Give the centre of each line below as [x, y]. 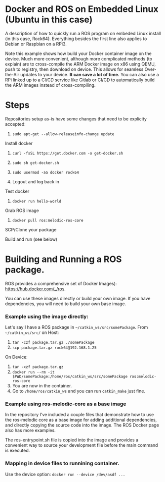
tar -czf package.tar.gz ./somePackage [53, 343]
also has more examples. [30, 430]
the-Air [12, 74]
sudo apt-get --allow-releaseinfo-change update [63, 134]
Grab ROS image [22, 210]
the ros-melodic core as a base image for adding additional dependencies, [81, 420]
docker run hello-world [37, 201]
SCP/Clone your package [31, 229]
